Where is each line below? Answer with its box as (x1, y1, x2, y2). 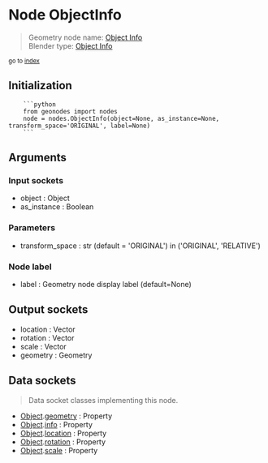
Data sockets (8, 374, 76, 388)
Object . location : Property (19, 428, 107, 438)
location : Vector (19, 324, 76, 334)
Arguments (8, 151, 67, 165)
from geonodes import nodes (23, 107, 118, 115)
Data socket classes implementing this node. (28, 395, 179, 405)
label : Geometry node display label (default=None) (19, 280, 192, 289)
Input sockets (8, 175, 63, 186)
